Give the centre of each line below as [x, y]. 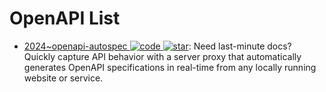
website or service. [63, 78]
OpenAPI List [65, 18]
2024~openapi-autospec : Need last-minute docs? [157, 46]
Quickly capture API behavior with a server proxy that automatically [162, 56]
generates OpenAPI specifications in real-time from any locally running [170, 67]
